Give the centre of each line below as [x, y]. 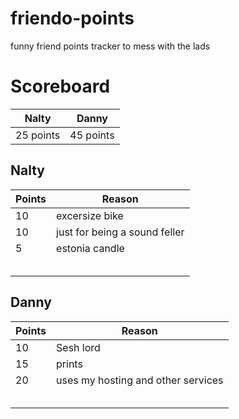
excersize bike [90, 215]
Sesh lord [78, 347]
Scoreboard [60, 86]
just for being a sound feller [120, 232]
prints [69, 364]
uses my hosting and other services [140, 380]
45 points [92, 135]
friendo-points [72, 18]
